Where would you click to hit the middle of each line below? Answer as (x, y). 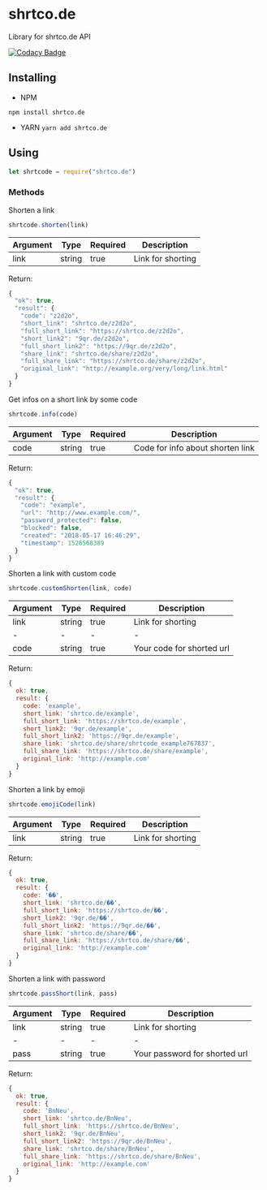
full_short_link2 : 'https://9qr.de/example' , (101, 736)
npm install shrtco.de (47, 112)
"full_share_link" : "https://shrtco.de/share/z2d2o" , (113, 361)
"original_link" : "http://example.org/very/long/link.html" (124, 369)
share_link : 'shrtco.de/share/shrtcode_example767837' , (120, 744)
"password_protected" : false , (71, 520)
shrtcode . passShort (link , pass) (63, 994)
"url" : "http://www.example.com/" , (80, 513)
